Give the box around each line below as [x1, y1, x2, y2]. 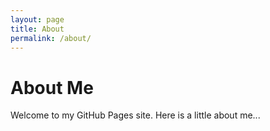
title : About [10, 24, 65, 34]
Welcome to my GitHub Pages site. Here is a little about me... [10, 109, 261, 121]
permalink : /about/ [10, 33, 92, 43]
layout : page [10, 14, 65, 25]
